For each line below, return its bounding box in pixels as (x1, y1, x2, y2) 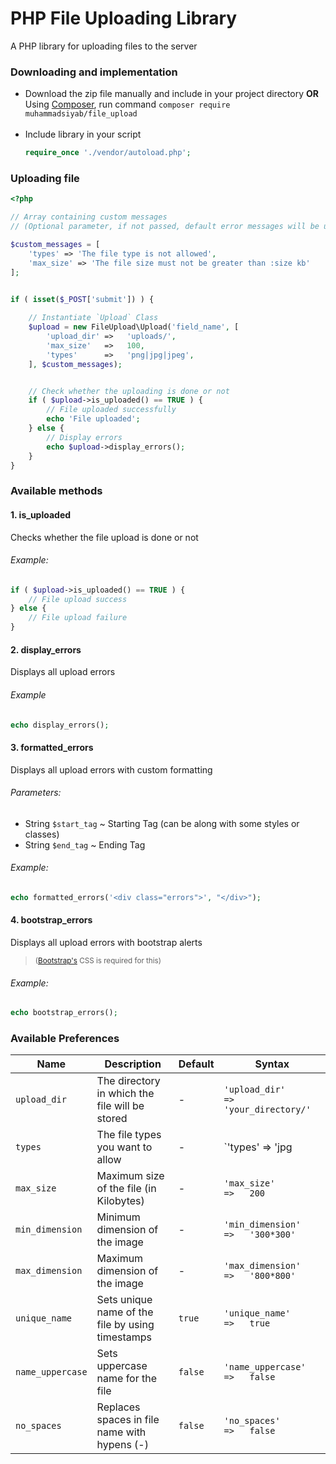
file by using (96, 1318, 155, 1332)
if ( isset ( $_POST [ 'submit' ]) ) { (10, 294, 155, 304)
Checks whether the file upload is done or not (10, 531, 199, 543)
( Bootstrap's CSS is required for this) (34, 956, 162, 966)
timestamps (96, 1330, 153, 1344)
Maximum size (96, 1169, 165, 1183)
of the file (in (96, 1182, 157, 1196)
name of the (96, 1305, 154, 1319)
